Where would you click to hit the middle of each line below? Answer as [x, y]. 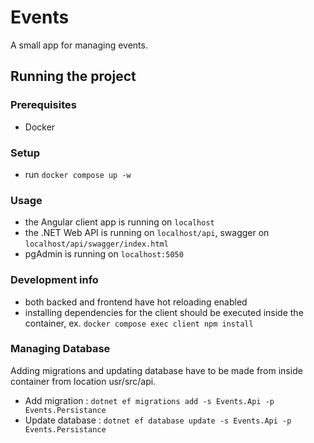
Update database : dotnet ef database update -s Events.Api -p [158, 420]
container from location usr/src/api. [83, 381]
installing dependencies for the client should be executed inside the [164, 312]
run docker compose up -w [78, 174]
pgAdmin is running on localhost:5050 [104, 254]
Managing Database [60, 349]
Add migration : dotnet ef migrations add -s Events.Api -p [149, 400]
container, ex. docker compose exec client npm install [139, 323]
